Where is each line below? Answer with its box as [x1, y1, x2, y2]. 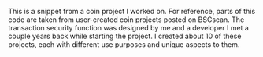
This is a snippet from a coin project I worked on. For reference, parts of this [8, 7, 256, 16]
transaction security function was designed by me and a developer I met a [8, 23, 250, 32]
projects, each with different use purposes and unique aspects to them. [8, 40, 240, 49]
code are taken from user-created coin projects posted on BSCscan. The [8, 15, 245, 24]
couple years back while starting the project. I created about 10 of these [8, 31, 242, 41]
